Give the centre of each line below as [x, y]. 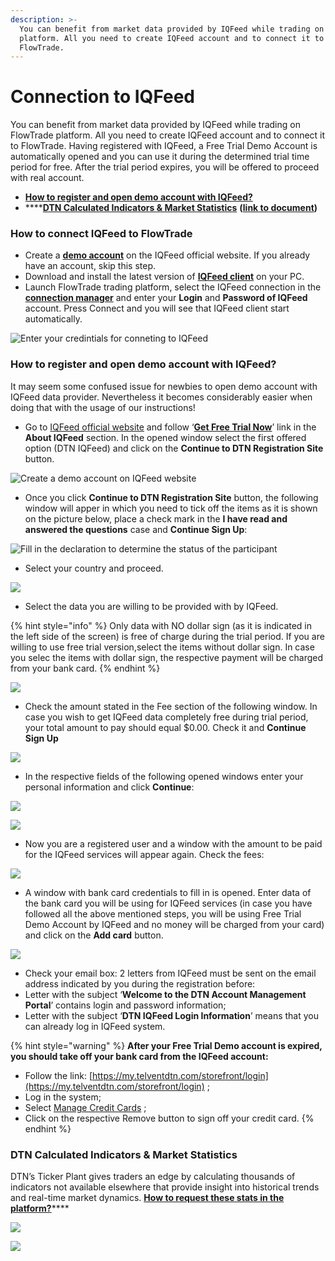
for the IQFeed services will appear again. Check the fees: [144, 854]
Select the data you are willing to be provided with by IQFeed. [151, 606]
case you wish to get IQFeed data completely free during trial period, [166, 717]
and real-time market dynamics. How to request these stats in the [147, 1198]
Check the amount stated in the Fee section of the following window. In [171, 706]
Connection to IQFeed [103, 97]
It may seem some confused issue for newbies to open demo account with [164, 386]
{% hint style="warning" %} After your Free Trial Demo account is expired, [166, 1045]
